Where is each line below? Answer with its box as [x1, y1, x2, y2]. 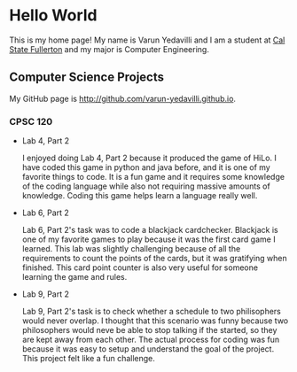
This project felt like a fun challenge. [21, 353, 155, 364]
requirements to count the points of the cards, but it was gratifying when [21, 253, 287, 264]
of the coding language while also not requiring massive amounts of [21, 181, 270, 191]
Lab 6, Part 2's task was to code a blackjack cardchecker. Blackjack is [21, 225, 279, 236]
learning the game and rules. [21, 272, 128, 283]
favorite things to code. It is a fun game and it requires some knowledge [21, 172, 285, 182]
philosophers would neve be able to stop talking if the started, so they [21, 325, 277, 336]
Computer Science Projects [9, 70, 165, 85]
